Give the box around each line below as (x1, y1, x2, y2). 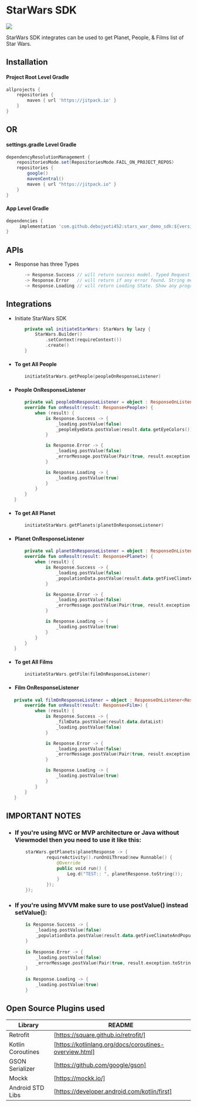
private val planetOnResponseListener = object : (24, 548, 148, 554)
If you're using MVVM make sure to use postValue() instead (14, 901, 189, 909)
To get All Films (14, 658, 53, 665)
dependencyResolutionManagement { (6, 154, 91, 160)
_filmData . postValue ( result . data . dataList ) (56, 719, 164, 725)
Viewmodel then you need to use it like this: (14, 835, 142, 844)
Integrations (6, 299, 52, 309)
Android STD (9, 1084, 45, 1092)
